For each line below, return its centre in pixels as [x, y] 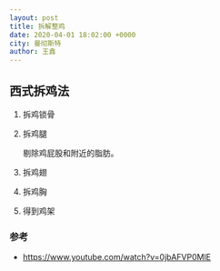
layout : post [34, 18]
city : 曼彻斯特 [35, 43]
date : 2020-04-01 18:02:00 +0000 [73, 35]
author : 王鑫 [33, 52]
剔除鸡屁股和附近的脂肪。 [70, 153]
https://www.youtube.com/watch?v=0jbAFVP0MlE [117, 257]
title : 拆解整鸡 [37, 26]
